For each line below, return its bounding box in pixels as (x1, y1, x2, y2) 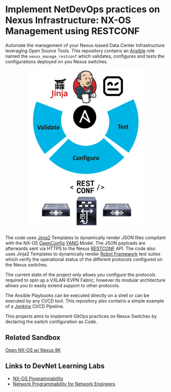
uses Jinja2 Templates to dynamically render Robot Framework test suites (5, 250, 161, 257)
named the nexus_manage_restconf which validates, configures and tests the (5, 53, 165, 59)
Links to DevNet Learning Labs (5, 362, 105, 371)
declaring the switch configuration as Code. (5, 318, 97, 325)
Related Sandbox (5, 333, 61, 342)
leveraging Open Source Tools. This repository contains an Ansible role (5, 48, 155, 54)
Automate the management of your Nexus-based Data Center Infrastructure (5, 42, 165, 48)
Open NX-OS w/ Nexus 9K (5, 347, 61, 353)
